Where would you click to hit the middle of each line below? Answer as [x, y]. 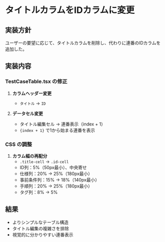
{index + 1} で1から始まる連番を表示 [57, 130]
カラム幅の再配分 [30, 156]
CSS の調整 [19, 144]
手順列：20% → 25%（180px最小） [56, 186]
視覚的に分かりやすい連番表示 [43, 235]
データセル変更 [27, 113]
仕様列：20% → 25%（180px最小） [56, 174]
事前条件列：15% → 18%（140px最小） [60, 180]
